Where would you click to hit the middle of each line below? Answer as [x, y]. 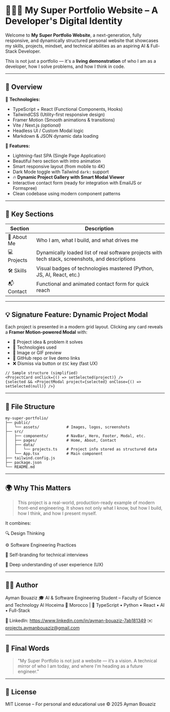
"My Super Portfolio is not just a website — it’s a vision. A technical [87, 660]
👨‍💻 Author [22, 585]
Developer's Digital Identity [64, 21]
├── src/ [14, 432]
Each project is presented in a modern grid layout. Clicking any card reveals [84, 327]
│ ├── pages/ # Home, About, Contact [61, 441]
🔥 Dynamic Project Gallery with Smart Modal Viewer [69, 177]
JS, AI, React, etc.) [58, 274]
